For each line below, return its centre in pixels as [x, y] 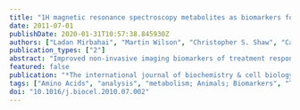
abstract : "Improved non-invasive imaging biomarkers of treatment [137, 59]
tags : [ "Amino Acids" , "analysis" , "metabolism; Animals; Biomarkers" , [145, 83]
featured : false [39, 67]
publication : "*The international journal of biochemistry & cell [135, 75]
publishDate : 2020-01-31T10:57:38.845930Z [89, 34]
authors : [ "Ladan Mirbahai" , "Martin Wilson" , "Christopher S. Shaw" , [143, 42]
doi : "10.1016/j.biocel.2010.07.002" [79, 91]
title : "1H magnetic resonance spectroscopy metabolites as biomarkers [145, 17]
